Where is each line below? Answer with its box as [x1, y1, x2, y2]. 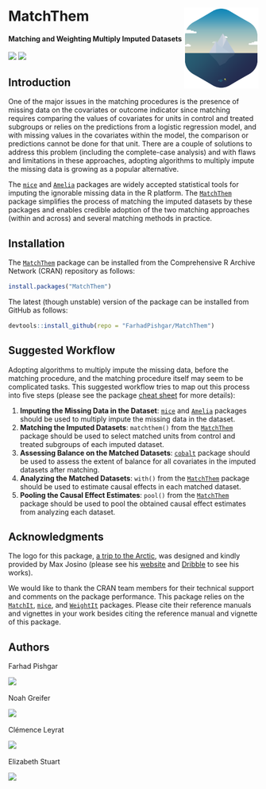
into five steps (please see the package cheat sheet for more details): [8, 390, 236, 400]
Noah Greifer [8, 694, 51, 703]
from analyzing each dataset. [19, 507, 116, 516]
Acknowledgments [8, 530, 105, 543]
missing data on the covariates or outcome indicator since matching [8, 105, 230, 115]
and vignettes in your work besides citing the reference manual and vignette [8, 608, 258, 619]
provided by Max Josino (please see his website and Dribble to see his [8, 560, 240, 569]
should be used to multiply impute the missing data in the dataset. [19, 414, 236, 424]
